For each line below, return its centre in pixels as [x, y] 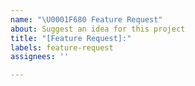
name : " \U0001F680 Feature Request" [86, 19]
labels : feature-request [62, 47]
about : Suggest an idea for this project [98, 29]
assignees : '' [40, 57]
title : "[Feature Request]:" [71, 38]
